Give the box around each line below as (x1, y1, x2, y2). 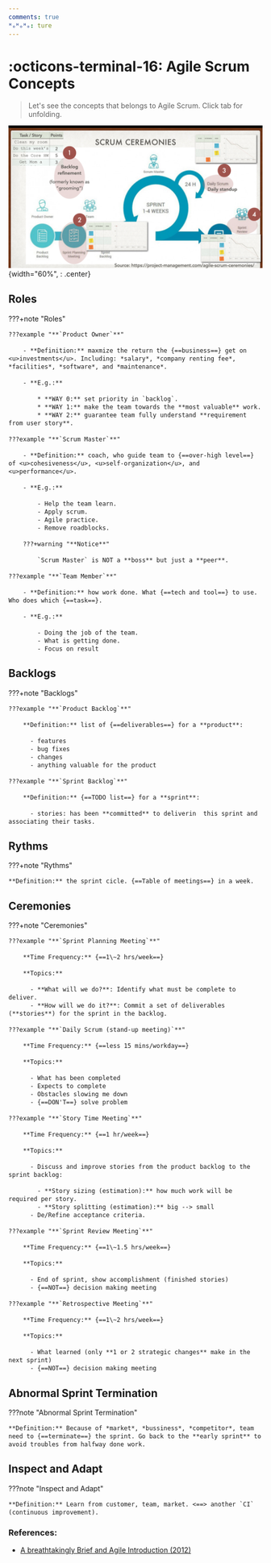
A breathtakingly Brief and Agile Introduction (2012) (19, 1545, 192, 1555)
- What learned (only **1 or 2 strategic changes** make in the (29, 1349, 251, 1357)
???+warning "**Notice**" (23, 540, 110, 548)
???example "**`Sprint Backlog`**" (8, 777, 128, 785)
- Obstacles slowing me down (29, 1091, 128, 1099)
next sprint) (8, 1357, 52, 1365)
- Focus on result (37, 645, 99, 653)
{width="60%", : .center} (8, 268, 91, 278)
